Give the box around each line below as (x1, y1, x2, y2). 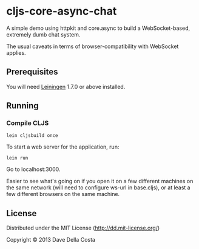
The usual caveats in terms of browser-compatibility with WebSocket (6, 43, 179, 50)
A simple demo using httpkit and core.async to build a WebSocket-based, (6, 24, 190, 32)
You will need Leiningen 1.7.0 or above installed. (6, 83, 126, 90)
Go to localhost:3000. (6, 166, 61, 173)
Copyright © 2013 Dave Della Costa (6, 236, 96, 244)
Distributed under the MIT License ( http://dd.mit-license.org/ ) (6, 224, 160, 232)
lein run (6, 155, 29, 161)
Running (6, 100, 39, 111)
